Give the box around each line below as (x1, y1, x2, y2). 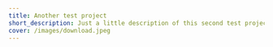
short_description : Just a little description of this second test (8, 19, 242, 27)
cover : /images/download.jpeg (8, 26, 111, 34)
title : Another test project (8, 11, 107, 20)
